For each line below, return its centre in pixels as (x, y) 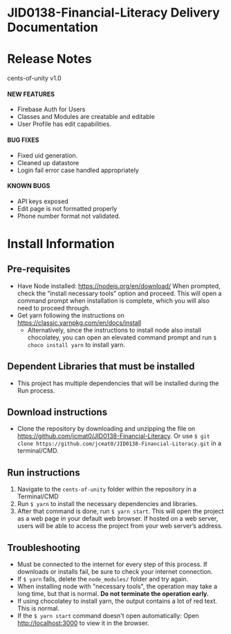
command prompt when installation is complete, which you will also (113, 300)
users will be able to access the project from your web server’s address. (120, 526)
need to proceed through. (54, 308)
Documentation (53, 27)
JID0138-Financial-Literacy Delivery (113, 13)
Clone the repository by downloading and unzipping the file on (106, 429)
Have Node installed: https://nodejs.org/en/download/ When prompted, (119, 286)
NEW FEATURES (31, 94)
